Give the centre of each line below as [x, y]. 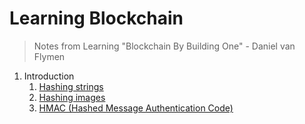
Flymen [49, 56]
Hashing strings [71, 86]
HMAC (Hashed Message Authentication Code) [136, 108]
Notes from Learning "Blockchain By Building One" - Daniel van [164, 46]
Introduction [49, 76]
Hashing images [72, 97]
